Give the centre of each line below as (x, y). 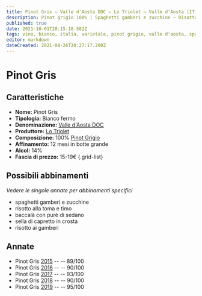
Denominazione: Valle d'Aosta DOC (59, 125)
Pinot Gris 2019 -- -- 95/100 (49, 286)
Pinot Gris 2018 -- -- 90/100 (50, 280)
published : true (26, 23)
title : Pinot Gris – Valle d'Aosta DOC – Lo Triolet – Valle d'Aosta (95, 12)
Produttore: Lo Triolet (42, 131)
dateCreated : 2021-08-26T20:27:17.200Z (56, 46)
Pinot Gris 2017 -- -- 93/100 (49, 274)
